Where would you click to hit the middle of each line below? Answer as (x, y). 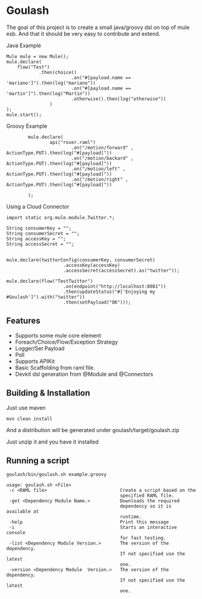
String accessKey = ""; (36, 239)
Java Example (24, 45)
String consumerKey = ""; (39, 228)
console (16, 533)
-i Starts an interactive (93, 528)
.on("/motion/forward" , (103, 148)
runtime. (131, 517)
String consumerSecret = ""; (43, 234)
